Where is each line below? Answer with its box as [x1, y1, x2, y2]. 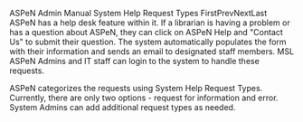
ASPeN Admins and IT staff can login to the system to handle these [9, 56, 260, 66]
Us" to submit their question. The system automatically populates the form [9, 36, 287, 47]
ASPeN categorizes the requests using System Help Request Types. [9, 83, 263, 93]
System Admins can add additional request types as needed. [9, 102, 236, 112]
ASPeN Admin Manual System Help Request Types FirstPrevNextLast [9, 8, 268, 18]
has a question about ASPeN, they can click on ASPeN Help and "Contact [9, 27, 283, 37]
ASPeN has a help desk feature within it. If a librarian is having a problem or [9, 17, 291, 28]
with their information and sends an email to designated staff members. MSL [9, 46, 295, 57]
